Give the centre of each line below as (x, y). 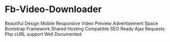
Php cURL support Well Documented (43, 34)
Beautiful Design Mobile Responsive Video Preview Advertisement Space (81, 23)
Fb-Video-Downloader (53, 9)
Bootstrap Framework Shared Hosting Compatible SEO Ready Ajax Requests (85, 28)
